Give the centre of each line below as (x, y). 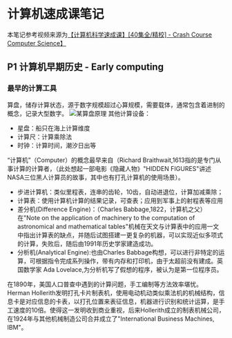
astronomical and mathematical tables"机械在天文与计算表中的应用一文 (118, 226)
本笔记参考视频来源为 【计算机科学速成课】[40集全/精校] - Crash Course (110, 34)
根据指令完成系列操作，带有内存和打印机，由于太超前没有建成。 (126, 261)
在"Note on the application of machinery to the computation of (106, 217)
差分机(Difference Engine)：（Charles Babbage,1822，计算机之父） (112, 209)
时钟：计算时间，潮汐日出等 (57, 145)
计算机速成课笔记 (56, 14)
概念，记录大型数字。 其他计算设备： (79, 113)
